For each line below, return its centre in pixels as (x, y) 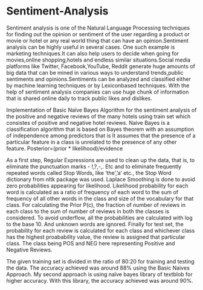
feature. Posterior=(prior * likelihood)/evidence (65, 148)
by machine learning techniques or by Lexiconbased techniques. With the (98, 85)
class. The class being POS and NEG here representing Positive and (91, 243)
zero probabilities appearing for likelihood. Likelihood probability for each (97, 186)
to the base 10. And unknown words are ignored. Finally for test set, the (95, 224)
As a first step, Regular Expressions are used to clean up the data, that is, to (101, 160)
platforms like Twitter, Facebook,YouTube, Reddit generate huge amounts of (101, 66)
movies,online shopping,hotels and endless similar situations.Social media (98, 60)
